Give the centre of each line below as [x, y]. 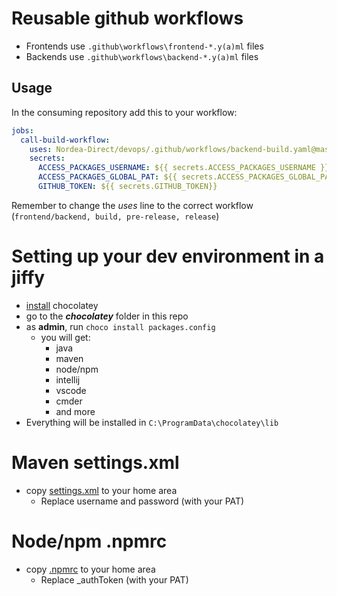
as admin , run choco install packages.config [120, 326]
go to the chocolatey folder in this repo [107, 316]
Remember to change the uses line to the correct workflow [132, 205]
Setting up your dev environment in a [168, 256]
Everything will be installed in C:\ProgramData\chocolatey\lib [152, 422]
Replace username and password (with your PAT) [142, 501]
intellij [68, 379]
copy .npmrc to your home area [90, 569]
